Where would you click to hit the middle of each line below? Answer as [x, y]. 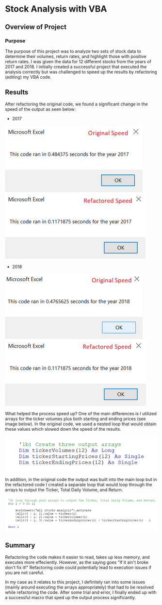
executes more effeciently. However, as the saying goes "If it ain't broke [77, 562]
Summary [20, 546]
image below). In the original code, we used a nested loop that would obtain [81, 424]
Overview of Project [36, 27]
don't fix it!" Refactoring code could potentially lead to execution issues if [78, 567]
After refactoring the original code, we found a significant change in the [76, 104]
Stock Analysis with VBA [56, 9]
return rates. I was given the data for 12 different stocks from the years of [78, 61]
